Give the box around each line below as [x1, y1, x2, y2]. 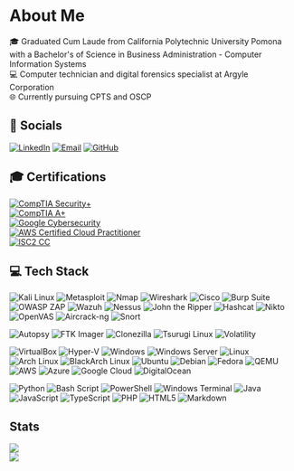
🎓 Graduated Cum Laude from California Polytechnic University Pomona [9, 35, 282, 46]
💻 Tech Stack [9, 263, 90, 278]
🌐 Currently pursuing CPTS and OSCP [9, 91, 152, 102]
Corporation [9, 81, 54, 92]
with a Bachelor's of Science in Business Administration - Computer [9, 49, 262, 60]
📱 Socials [9, 118, 63, 134]
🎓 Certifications [9, 169, 107, 185]
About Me [9, 5, 85, 26]
